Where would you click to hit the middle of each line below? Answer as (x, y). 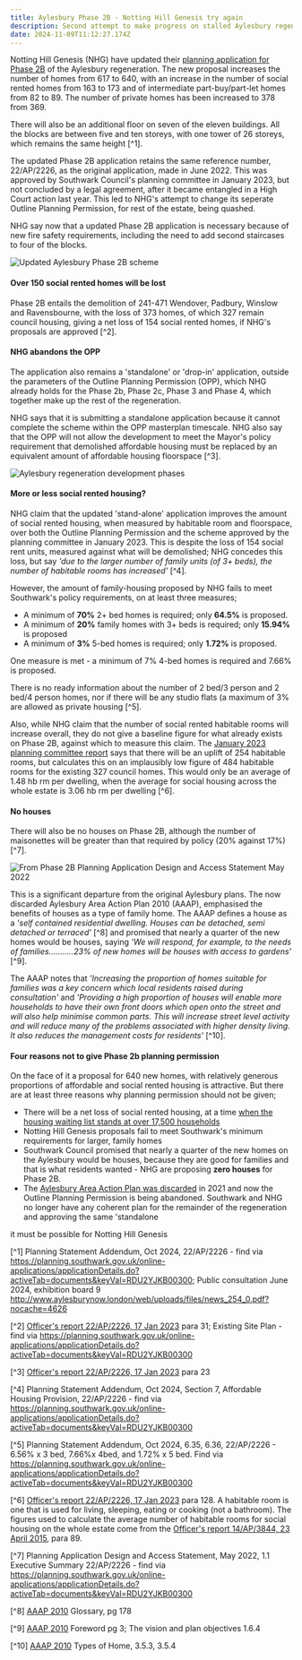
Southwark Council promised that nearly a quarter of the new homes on (155, 1150)
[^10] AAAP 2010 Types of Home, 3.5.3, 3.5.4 (93, 1646)
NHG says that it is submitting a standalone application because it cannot (145, 417)
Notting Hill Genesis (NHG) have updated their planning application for (140, 60)
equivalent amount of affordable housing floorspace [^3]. (116, 456)
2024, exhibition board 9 (56, 1290)
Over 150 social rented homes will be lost (88, 282)
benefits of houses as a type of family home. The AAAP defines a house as (149, 914)
